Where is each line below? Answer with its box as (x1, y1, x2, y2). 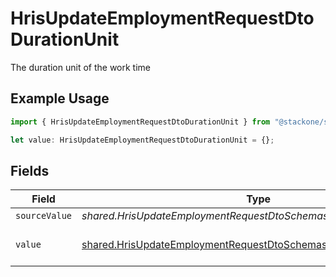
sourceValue (15, 210, 73, 222)
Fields (10, 162, 50, 179)
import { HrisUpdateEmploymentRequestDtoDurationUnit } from (10, 117, 271, 127)
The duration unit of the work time (10, 61, 152, 73)
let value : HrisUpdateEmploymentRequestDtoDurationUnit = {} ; (10, 135, 275, 145)
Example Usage (10, 90, 110, 107)
